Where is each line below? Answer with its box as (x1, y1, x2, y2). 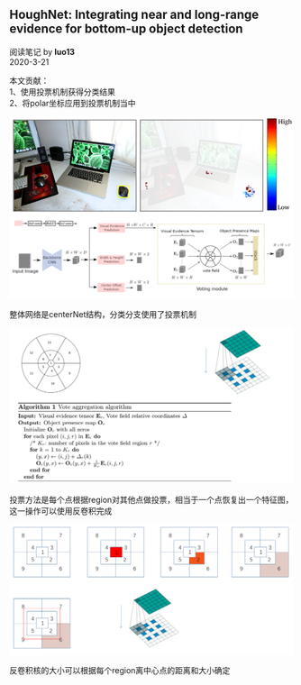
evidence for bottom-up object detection (9, 22, 243, 37)
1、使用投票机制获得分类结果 (9, 86, 115, 97)
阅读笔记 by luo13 (9, 46, 75, 57)
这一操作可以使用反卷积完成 (9, 506, 113, 516)
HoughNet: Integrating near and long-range (9, 7, 260, 23)
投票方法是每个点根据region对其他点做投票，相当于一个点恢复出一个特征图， (9, 495, 294, 506)
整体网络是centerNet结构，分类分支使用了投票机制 (9, 309, 196, 319)
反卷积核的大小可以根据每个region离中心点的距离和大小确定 (9, 664, 231, 675)
